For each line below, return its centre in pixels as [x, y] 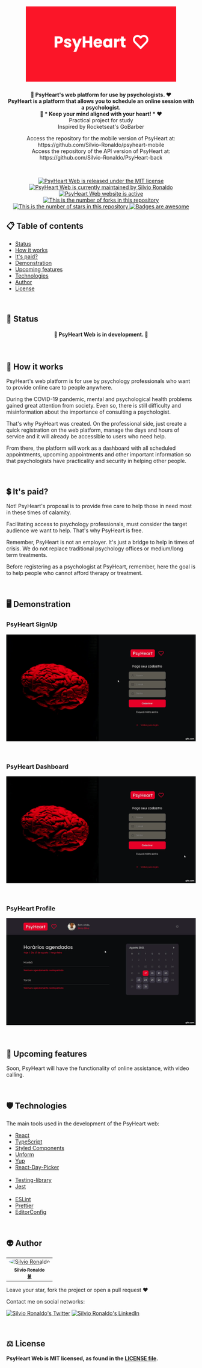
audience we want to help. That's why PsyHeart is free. [75, 530]
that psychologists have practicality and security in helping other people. [96, 461]
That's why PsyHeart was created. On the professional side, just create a [96, 424]
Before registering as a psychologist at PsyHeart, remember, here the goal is [101, 567]
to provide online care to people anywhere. [60, 388]
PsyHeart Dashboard [38, 766]
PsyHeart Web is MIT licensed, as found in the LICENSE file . [82, 1358]
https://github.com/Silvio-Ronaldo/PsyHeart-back [101, 157]
